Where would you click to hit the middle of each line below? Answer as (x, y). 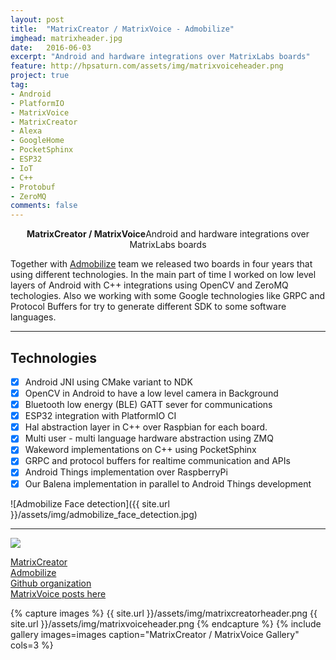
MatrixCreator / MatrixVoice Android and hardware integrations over (168, 234)
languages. (33, 317)
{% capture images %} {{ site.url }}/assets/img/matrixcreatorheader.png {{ (164, 613)
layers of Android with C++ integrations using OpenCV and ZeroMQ (149, 285)
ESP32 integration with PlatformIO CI (100, 416)
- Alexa (26, 131)
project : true (40, 76)
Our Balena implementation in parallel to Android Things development (168, 483)
